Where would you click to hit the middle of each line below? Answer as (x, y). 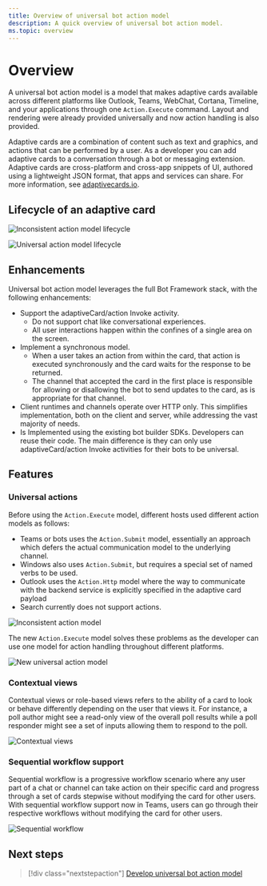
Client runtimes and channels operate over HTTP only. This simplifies (133, 406)
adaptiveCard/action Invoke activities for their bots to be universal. (130, 449)
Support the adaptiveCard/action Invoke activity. (100, 312)
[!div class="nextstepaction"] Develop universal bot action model (135, 873)
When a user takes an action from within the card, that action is (136, 355)
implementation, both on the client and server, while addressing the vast (139, 415)
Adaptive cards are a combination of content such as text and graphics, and (133, 142)
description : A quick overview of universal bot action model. (116, 23)
